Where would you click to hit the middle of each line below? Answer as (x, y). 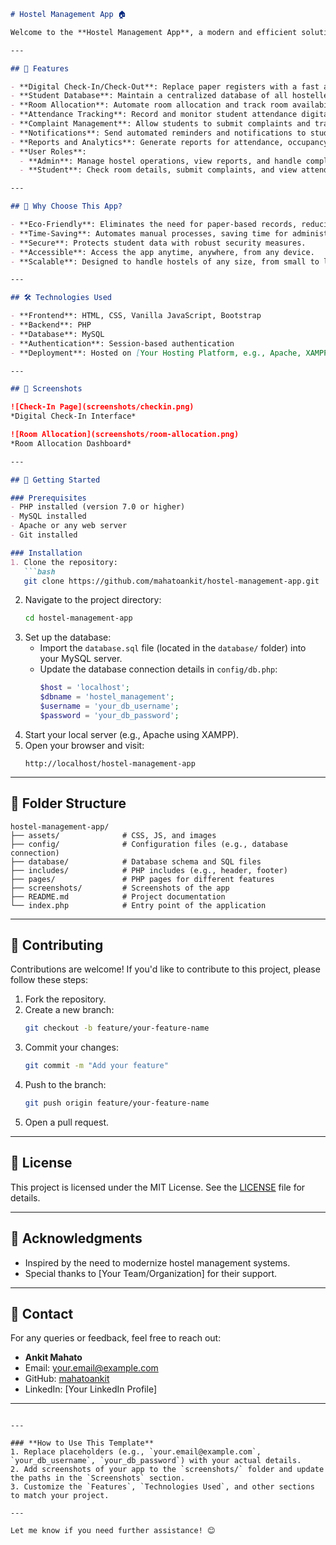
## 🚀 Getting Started (55, 480)
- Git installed (44, 535)
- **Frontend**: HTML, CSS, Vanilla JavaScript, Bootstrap (136, 316)
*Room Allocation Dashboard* (71, 443)
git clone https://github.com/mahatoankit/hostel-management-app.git (171, 581)
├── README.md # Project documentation (118, 896)
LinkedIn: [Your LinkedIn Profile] (90, 1389)
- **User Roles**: (48, 151)
